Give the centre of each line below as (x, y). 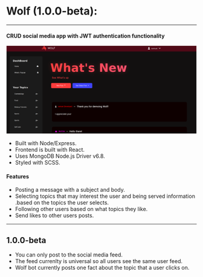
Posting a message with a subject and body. (70, 190)
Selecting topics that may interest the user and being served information (105, 196)
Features (18, 176)
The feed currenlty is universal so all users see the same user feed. (99, 261)
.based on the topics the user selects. (62, 203)
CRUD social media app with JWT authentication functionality (85, 36)
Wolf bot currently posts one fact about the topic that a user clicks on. (102, 267)
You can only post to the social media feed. (69, 255)
